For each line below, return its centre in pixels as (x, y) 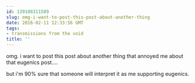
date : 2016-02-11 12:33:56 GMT (45, 23)
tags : (13, 28)
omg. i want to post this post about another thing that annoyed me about (95, 56)
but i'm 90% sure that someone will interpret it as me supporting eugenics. (98, 74)
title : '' (18, 39)
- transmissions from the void (45, 34)
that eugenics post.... (32, 62)
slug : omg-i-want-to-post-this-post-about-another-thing (78, 17)
